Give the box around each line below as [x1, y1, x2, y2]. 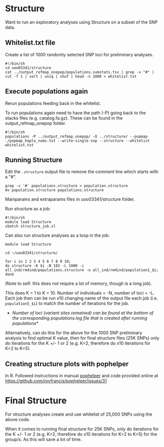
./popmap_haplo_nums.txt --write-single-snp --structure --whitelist [5, 138, 150, 143]
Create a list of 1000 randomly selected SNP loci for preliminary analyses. [5, 51, 154, 57]
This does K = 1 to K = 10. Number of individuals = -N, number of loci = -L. [5, 290, 155, 296]
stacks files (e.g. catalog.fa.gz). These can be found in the [5, 115, 123, 121]
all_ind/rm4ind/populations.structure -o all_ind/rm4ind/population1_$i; [5, 268, 159, 273]
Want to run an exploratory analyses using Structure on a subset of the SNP [5, 19, 158, 25]
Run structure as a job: [5, 206, 51, 212]
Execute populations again [5, 87, 88, 96]
